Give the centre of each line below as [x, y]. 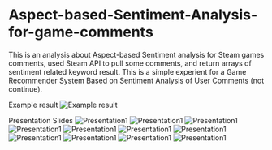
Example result [33, 105]
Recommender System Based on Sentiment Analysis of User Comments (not [136, 80]
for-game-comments [81, 32]
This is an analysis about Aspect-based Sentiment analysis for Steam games [136, 54]
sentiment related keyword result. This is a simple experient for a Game [127, 71]
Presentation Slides [41, 120]
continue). [26, 89]
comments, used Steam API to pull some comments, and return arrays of [130, 63]
